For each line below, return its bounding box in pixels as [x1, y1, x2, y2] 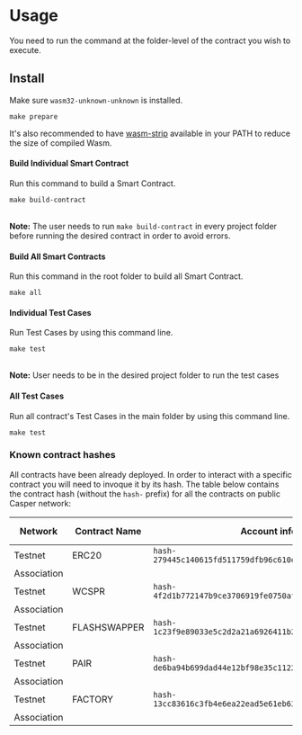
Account [240, 524, 279, 537]
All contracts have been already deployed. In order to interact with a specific [9, 469, 292, 480]
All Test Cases [9, 390, 65, 401]
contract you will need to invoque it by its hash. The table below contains [9, 479, 280, 489]
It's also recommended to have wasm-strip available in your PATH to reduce [9, 128, 290, 139]
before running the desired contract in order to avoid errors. [9, 230, 231, 241]
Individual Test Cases [9, 307, 92, 318]
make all [9, 289, 42, 298]
